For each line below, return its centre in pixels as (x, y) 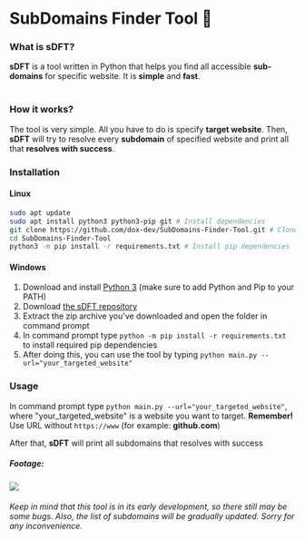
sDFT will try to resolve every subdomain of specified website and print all (149, 139)
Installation (35, 172)
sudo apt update (40, 212)
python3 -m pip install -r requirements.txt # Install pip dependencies (150, 247)
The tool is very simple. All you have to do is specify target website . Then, (148, 129)
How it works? (42, 110)
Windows (28, 267)
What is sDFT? (42, 47)
